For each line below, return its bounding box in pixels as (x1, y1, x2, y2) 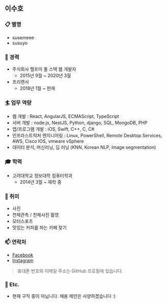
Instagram (12, 258, 34, 264)
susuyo (12, 40, 28, 46)
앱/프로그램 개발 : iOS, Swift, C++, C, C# (12, 126, 95, 132)
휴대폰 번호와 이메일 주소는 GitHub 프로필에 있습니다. (17, 268, 123, 274)
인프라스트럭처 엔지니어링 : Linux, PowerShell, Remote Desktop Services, (12, 133, 162, 139)
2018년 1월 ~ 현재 (19, 85, 55, 91)
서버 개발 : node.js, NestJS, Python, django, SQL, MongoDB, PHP (12, 120, 148, 126)
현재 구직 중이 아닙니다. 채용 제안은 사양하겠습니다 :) (12, 293, 116, 299)
